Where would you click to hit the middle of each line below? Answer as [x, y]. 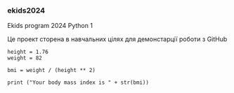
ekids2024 [26, 10]
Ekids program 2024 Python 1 [50, 26]
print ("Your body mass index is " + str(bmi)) [78, 83]
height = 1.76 [28, 52]
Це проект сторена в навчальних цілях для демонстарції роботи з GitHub [117, 39]
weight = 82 [25, 58]
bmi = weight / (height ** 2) [52, 71]
